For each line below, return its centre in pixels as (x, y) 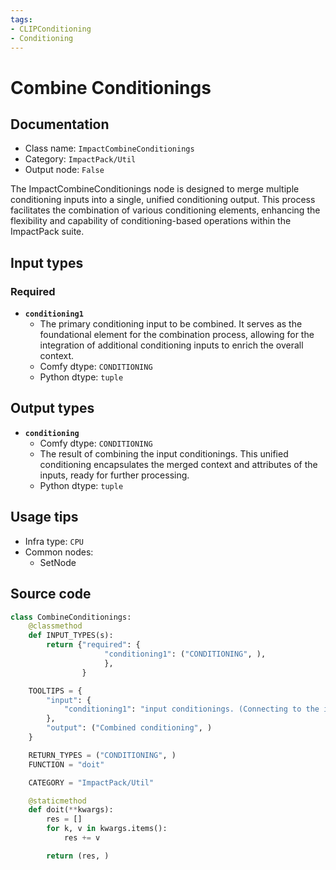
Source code (51, 594)
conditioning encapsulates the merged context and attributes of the (178, 464)
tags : (21, 19)
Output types (52, 408)
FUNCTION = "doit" (66, 764)
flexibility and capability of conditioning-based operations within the (151, 221)
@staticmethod (57, 801)
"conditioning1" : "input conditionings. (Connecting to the (191, 709)
